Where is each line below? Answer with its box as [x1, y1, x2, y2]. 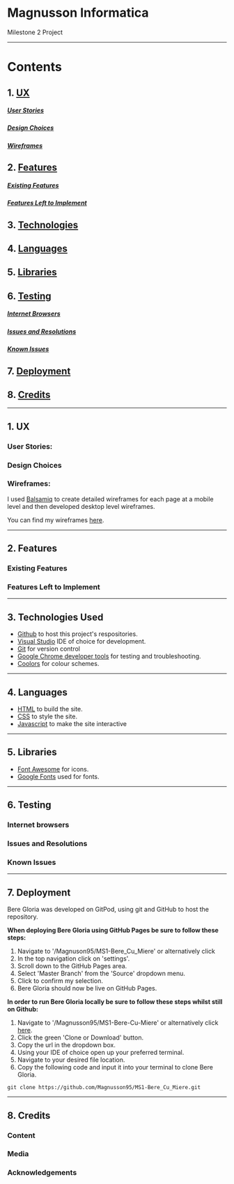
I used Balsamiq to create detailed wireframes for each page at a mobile [7, 494, 214, 503]
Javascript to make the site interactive [17, 720, 127, 728]
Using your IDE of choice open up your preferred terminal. [17, 1049, 185, 1057]
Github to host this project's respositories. [17, 630, 138, 638]
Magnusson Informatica [7, 5, 149, 21]
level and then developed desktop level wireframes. [7, 502, 155, 510]
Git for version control [17, 644, 81, 653]
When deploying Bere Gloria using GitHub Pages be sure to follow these [7, 926, 219, 935]
